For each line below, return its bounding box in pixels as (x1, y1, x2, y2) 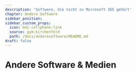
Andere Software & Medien (5, 59, 117, 70)
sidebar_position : (5, 16, 42, 21)
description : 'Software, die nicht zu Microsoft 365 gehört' (5, 7, 132, 12)
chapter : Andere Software (5, 12, 58, 16)
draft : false (5, 39, 32, 44)
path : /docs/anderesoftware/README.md (9, 34, 89, 39)
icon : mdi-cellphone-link (9, 25, 62, 30)
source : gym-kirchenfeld (9, 29, 60, 34)
